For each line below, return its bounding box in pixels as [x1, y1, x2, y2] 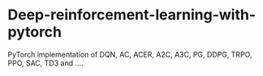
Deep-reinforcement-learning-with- [7, 6, 257, 24]
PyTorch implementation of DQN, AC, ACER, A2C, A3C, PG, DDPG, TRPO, [7, 49, 252, 59]
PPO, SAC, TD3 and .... [7, 58, 84, 68]
